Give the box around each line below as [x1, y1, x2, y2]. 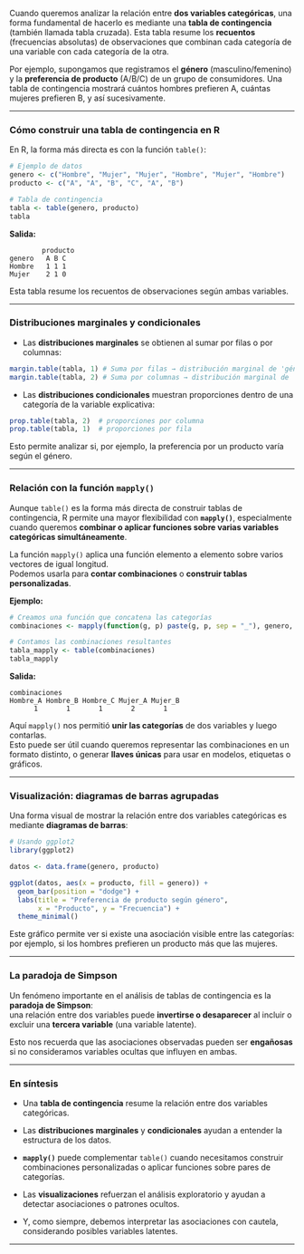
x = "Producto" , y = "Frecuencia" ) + [37, 903, 180, 913]
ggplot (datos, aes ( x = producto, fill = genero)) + [9, 878, 208, 887]
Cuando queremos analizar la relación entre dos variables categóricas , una [9, 8, 292, 18]
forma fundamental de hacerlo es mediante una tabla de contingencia [9, 17, 272, 28]
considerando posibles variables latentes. [22, 1225, 178, 1236]
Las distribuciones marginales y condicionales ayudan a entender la [22, 1124, 283, 1135]
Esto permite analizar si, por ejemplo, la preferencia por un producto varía [9, 441, 284, 452]
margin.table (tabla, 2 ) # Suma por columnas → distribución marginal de [9, 372, 290, 381]
